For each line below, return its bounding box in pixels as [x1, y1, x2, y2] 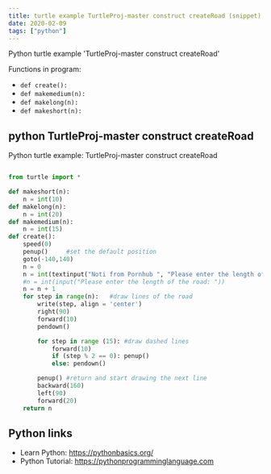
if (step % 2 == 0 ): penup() [51, 352, 150, 360]
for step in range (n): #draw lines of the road [23, 293, 194, 301]
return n [23, 404, 52, 412]
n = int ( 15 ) [23, 225, 63, 234]
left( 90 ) [37, 389, 67, 397]
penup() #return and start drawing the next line [37, 374, 207, 383]
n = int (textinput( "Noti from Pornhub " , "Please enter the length [23, 270, 254, 278]
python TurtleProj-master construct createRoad [8, 129, 254, 143]
